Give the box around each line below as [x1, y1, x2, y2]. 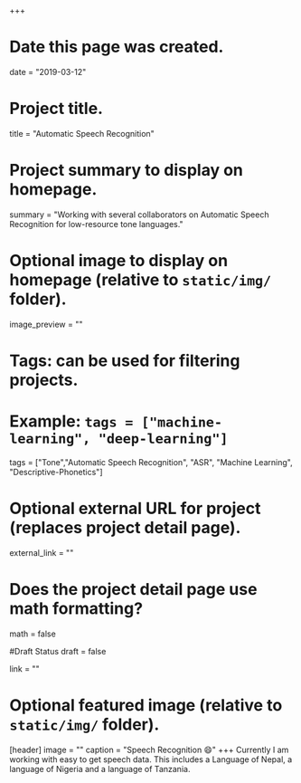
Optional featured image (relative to [9, 694, 283, 715]
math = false [9, 628, 56, 639]
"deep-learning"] [98, 431, 229, 448]
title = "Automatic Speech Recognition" [9, 128, 155, 138]
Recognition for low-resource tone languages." [9, 218, 183, 229]
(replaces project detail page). [9, 518, 241, 539]
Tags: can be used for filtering [9, 350, 240, 371]
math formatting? [9, 598, 143, 618]
